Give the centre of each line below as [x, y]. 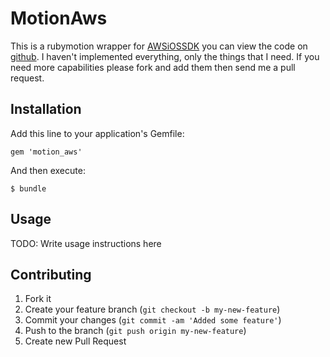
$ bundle [28, 188]
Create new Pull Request [75, 341]
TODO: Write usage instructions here [86, 243]
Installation [46, 109]
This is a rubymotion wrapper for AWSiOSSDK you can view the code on [159, 46]
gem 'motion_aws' [46, 152]
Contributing [51, 274]
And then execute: [48, 170]
